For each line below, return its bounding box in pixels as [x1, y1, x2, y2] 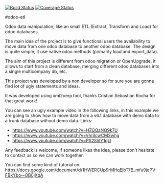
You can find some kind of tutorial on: [5, 162, 81, 167]
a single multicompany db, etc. [5, 69, 67, 74]
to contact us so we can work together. [5, 152, 84, 158]
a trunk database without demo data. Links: [5, 118, 93, 123]
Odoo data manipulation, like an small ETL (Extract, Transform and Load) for [5, 23, 158, 29]
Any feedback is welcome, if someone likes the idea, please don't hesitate [5, 147, 155, 153]
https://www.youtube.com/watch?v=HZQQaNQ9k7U [12, 127, 118, 133]
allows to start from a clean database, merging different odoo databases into [5, 64, 160, 69]
